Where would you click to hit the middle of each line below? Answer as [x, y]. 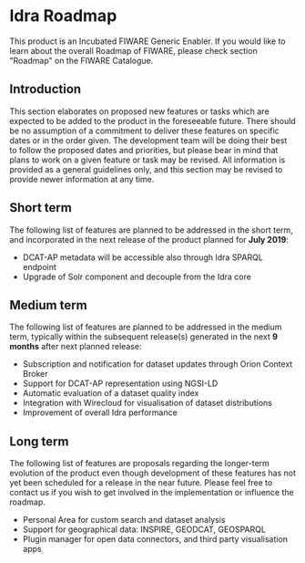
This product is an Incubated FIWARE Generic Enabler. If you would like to [147, 41]
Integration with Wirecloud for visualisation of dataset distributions [147, 403]
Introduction [46, 89]
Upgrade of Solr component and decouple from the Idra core [137, 276]
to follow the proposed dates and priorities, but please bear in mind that [144, 150]
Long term [39, 441]
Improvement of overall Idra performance [100, 412]
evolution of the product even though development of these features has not [152, 473]
